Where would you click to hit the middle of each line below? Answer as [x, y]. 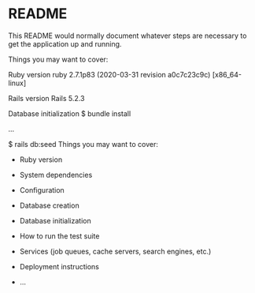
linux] [17, 83]
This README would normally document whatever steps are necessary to [128, 36]
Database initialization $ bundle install [70, 113]
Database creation [50, 205]
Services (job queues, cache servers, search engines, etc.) [115, 251]
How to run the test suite [59, 236]
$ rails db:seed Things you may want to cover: [83, 144]
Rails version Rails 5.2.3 [46, 98]
